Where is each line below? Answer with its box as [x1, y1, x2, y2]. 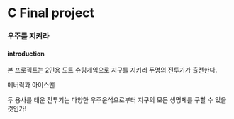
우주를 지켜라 [7, 32, 50, 42]
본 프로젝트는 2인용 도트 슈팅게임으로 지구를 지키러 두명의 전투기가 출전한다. [7, 65, 218, 75]
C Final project [7, 5, 94, 21]
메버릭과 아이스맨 [7, 81, 55, 89]
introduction [7, 49, 45, 58]
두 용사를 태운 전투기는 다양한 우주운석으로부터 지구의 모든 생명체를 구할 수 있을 [7, 96, 227, 104]
